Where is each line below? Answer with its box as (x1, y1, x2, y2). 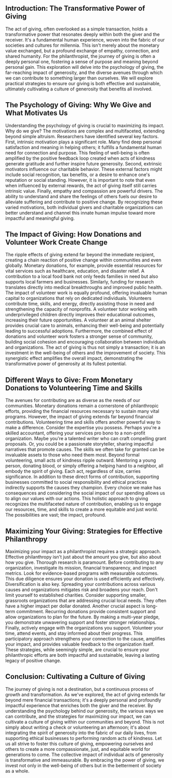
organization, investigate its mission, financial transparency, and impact (5, 565, 157, 571)
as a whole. (5, 768, 30, 774)
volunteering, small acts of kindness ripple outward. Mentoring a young (5, 457, 156, 464)
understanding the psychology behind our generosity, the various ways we (5, 708, 164, 714)
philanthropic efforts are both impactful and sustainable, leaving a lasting (5, 652, 160, 658)
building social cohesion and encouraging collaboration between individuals (5, 339, 166, 345)
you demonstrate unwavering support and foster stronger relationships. (5, 619, 157, 625)
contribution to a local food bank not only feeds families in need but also (5, 273, 158, 279)
